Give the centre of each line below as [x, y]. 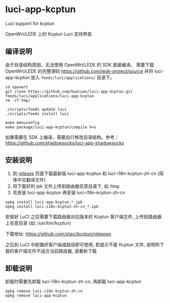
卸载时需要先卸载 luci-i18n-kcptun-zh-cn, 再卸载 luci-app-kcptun [73, 282]
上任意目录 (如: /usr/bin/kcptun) [38, 223]
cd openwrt [17, 87]
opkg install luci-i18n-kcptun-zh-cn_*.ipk [52, 206]
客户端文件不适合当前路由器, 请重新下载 [55, 251]
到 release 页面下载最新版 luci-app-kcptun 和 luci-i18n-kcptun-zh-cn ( [86, 173]
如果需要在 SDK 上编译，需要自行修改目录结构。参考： [62, 137]
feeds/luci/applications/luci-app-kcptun [50, 96]
